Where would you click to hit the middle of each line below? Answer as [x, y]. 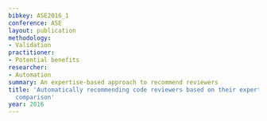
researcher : [28, 68]
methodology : [30, 38]
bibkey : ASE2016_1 [39, 16]
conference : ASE [35, 23]
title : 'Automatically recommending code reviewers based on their [122, 90]
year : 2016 [26, 104]
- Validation [30, 45]
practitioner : [32, 53]
